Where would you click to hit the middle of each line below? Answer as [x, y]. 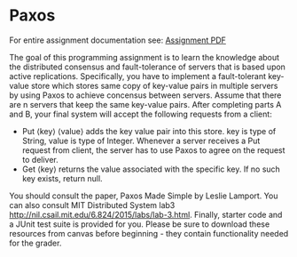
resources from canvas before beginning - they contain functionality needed [149, 233]
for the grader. [35, 243]
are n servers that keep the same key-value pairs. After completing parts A [145, 104]
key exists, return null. [63, 178]
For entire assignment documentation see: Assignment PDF [117, 40]
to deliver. [40, 159]
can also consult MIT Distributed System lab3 [92, 205]
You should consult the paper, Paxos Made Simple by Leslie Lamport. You [144, 196]
